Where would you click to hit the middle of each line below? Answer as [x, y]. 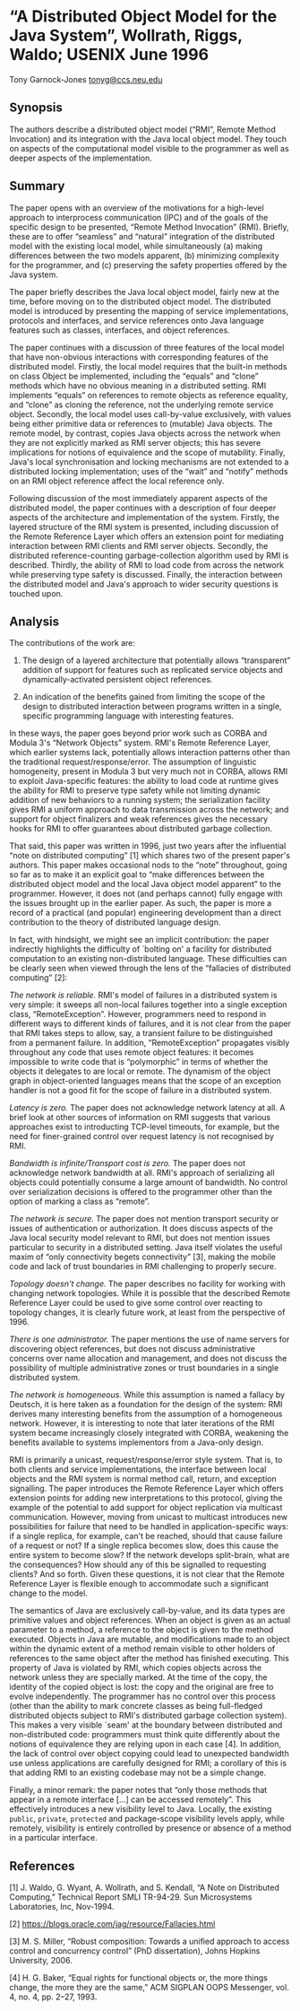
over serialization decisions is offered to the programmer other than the [141, 1192]
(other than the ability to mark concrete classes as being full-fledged [136, 1706]
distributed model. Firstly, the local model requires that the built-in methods [148, 366]
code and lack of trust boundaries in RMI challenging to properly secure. [143, 1267]
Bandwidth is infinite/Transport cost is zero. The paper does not [128, 1163]
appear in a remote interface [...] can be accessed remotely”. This [131, 1799]
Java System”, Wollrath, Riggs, [126, 35]
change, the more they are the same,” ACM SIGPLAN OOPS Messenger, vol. [149, 1988]
